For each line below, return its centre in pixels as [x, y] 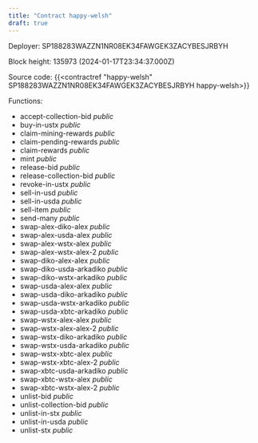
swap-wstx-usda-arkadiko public [75, 345]
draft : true [28, 23]
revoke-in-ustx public [55, 184]
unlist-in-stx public [51, 413]
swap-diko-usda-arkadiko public [74, 269]
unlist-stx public [46, 430]
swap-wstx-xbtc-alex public [66, 354]
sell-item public [46, 209]
